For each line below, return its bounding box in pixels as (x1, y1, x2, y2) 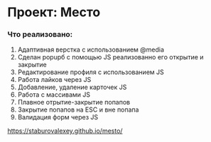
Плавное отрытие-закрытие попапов (17, 98, 131, 107)
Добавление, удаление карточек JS (17, 83, 127, 92)
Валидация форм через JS (17, 113, 99, 122)
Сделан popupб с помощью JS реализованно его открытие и (17, 53, 204, 61)
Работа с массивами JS (17, 90, 91, 99)
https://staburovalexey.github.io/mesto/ (7, 126, 123, 135)
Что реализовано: (7, 30, 73, 40)
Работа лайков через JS (17, 76, 92, 84)
